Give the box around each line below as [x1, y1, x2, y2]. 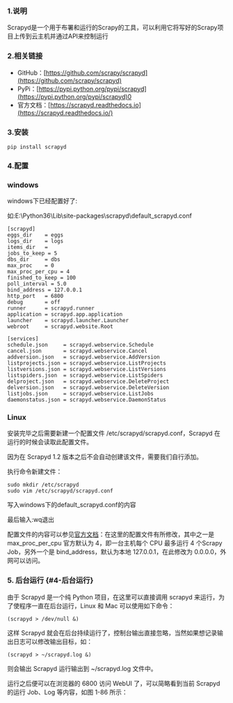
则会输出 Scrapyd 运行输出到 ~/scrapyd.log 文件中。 [7, 664, 158, 672]
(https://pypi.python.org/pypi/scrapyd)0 [17, 92, 132, 100]
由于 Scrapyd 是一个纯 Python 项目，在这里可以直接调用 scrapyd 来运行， [7, 593, 219, 601]
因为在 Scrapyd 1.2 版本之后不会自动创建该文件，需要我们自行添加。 [7, 453, 203, 461]
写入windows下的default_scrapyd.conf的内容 [7, 501, 136, 509]
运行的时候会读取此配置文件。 [7, 438, 93, 446]
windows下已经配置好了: [7, 197, 78, 205]
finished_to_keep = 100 [7, 274, 77, 282]
